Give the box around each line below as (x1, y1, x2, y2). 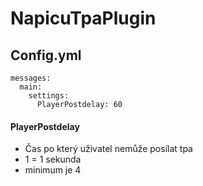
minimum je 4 (24, 164, 82, 176)
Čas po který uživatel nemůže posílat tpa (24, 143, 193, 155)
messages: (10, 73, 52, 83)
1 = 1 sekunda (24, 153, 82, 166)
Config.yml (10, 47, 82, 64)
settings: (28, 91, 70, 101)
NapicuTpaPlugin (10, 7, 157, 30)
